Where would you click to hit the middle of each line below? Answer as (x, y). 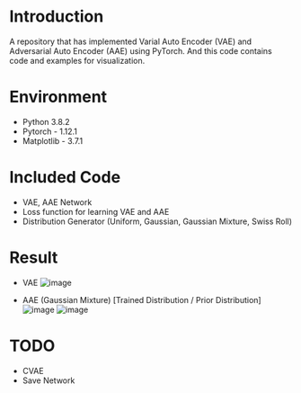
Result (34, 257)
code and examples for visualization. (77, 60)
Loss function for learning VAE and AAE (96, 211)
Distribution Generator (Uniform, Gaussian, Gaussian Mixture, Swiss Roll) (157, 221)
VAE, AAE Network (57, 202)
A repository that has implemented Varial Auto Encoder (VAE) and (131, 41)
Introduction (57, 17)
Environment (58, 97)
